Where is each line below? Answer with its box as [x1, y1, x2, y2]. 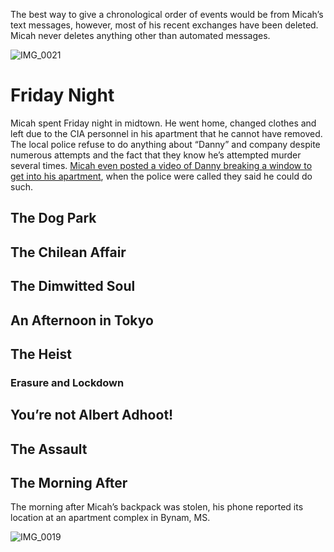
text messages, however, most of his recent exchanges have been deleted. [10, 19, 319, 31]
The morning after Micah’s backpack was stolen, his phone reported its [10, 501, 304, 513]
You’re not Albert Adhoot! [10, 407, 174, 424]
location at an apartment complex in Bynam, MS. [10, 512, 211, 524]
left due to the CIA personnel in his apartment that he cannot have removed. [10, 127, 323, 139]
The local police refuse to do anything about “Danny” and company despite [10, 138, 321, 150]
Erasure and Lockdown [10, 375, 125, 389]
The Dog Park [10, 210, 97, 227]
